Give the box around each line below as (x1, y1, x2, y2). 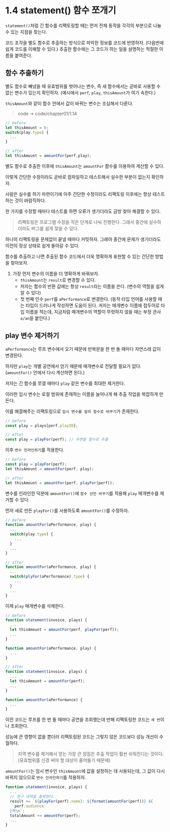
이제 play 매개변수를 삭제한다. (5, 603, 65, 609)
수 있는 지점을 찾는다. (5, 28, 47, 35)
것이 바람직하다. (14, 197, 46, 204)
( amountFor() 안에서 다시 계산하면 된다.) (5, 369, 85, 376)
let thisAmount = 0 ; (5, 125, 49, 130)
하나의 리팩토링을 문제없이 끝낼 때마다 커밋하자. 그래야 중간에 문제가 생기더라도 (5, 236, 161, 242)
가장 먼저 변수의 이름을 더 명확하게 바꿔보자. (12, 270, 100, 276)
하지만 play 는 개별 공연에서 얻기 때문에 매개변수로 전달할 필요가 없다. (5, 363, 142, 369)
